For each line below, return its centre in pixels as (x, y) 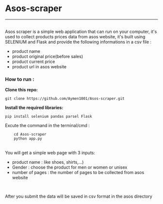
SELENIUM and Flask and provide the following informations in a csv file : (78, 42)
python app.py (28, 139)
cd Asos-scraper (30, 134)
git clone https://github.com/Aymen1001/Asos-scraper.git (65, 99)
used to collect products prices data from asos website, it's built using (75, 36)
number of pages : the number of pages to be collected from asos (78, 173)
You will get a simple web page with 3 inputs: (50, 153)
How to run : (20, 79)
